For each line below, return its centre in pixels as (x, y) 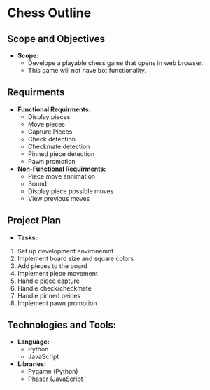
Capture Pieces (50, 132)
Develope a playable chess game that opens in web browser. (115, 63)
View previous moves (59, 198)
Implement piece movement (57, 273)
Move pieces (46, 124)
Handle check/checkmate (55, 288)
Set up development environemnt (65, 251)
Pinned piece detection (61, 154)
